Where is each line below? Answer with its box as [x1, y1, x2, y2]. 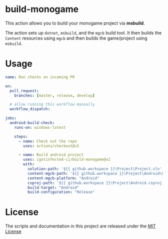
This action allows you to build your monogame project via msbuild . [5, 20, 145, 26]
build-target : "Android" [27, 185, 79, 190]
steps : [14, 134, 28, 139]
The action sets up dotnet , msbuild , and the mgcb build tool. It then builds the [5, 30, 162, 36]
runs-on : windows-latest [14, 125, 66, 130]
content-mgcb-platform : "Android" [27, 175, 99, 181]
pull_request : [9, 88, 39, 93]
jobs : [5, 116, 16, 121]
